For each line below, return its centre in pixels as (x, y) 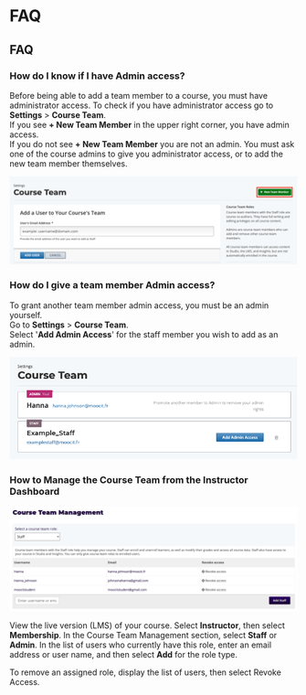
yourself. (26, 315)
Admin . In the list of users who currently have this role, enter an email (141, 645)
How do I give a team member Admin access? (112, 285)
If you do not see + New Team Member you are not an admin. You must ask (152, 144)
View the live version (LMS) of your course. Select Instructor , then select (147, 625)
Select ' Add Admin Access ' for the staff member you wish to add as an (144, 334)
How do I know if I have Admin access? (97, 76)
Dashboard (35, 492)
